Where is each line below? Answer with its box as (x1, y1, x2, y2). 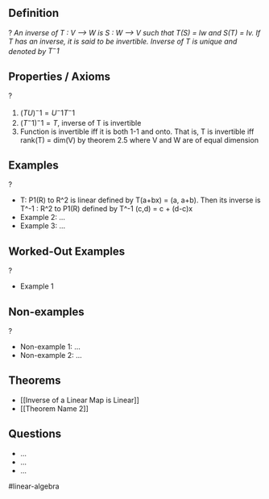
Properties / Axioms (8, 69, 111, 83)
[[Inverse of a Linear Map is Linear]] (19, 395, 139, 405)
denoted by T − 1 (8, 44, 60, 56)
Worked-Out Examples (8, 244, 126, 258)
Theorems (8, 374, 61, 388)
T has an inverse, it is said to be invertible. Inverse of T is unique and (8, 36, 238, 46)
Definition (8, 6, 59, 20)
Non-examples (8, 305, 85, 318)
